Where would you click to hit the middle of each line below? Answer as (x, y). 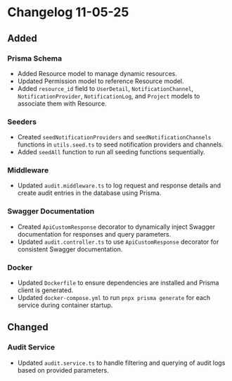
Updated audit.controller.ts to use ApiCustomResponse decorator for (118, 242)
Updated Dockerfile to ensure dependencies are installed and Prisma (118, 283)
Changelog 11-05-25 (68, 12)
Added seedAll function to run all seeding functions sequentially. (111, 152)
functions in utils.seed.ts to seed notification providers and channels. (120, 144)
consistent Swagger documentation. (70, 249)
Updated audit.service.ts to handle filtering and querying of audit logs (121, 363)
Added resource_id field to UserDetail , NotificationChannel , (105, 88)
